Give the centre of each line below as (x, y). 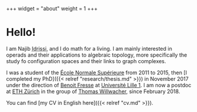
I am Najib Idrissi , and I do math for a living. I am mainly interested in (89, 48)
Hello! (21, 32)
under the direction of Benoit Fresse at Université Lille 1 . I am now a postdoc (99, 85)
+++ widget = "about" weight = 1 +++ (52, 9)
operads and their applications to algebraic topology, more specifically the (97, 55)
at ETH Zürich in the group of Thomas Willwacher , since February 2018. (93, 91)
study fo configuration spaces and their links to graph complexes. (86, 61)
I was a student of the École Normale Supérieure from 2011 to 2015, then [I (97, 73)
